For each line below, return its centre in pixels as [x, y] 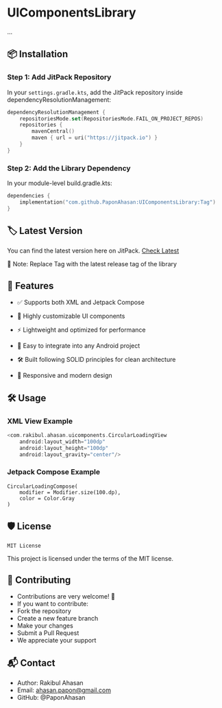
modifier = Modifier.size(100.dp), [70, 492]
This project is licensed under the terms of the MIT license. [90, 558]
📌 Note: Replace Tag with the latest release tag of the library [92, 264]
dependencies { [29, 196]
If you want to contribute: [53, 604]
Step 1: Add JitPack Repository [59, 77]
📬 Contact [31, 663]
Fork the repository [44, 611]
